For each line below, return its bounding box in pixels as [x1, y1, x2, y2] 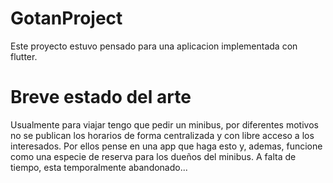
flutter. [10, 50, 38, 62]
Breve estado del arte [10, 86, 192, 109]
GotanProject [10, 7, 123, 30]
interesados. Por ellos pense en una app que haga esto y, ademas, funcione [10, 140, 323, 152]
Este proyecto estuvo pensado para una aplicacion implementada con [10, 40, 298, 52]
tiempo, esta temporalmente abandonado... [10, 161, 188, 173]
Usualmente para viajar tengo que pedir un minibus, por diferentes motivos [10, 118, 319, 131]
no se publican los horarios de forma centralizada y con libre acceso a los [10, 129, 315, 141]
